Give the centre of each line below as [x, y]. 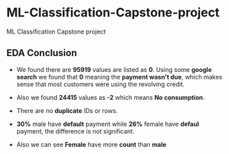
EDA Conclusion [42, 53]
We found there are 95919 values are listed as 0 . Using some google [114, 69]
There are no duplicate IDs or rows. [67, 110]
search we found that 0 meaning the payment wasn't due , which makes [119, 77]
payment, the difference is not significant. [75, 131]
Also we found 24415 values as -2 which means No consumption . [110, 97]
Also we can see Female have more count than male [91, 144]
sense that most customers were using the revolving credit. [100, 84]
